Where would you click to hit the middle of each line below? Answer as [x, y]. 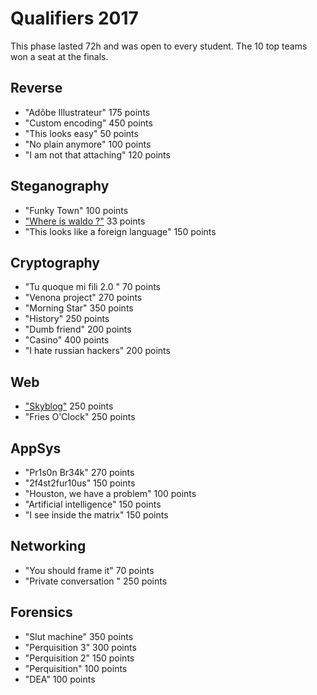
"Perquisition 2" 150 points [79, 658]
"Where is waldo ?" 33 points [85, 221]
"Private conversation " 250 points [96, 581]
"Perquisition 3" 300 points [80, 647]
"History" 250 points [67, 319]
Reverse [36, 88]
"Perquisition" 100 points [76, 668]
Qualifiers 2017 [74, 18]
